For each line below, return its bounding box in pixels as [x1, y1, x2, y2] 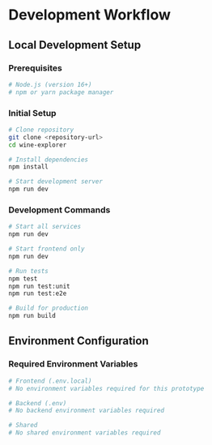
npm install [8, 163, 49, 171]
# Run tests [8, 267, 49, 275]
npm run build [8, 312, 57, 320]
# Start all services [8, 223, 82, 231]
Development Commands [8, 204, 111, 216]
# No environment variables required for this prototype [8, 384, 205, 392]
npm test [8, 274, 38, 283]
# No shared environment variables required [8, 429, 161, 437]
